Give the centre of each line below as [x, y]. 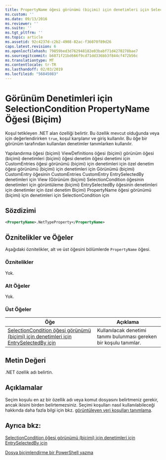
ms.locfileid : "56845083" [32, 74]
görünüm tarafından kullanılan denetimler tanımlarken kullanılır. [69, 143]
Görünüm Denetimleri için [59, 99]
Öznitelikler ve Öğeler [39, 237]
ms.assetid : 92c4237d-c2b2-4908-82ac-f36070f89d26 [58, 42]
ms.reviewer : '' [22, 23]
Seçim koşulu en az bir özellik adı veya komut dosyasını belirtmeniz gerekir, [82, 399]
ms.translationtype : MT [30, 60]
